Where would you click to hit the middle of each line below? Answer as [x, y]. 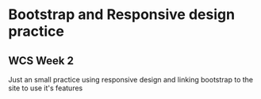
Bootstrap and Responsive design [122, 15]
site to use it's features [46, 88]
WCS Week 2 [41, 61]
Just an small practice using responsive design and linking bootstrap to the [131, 80]
